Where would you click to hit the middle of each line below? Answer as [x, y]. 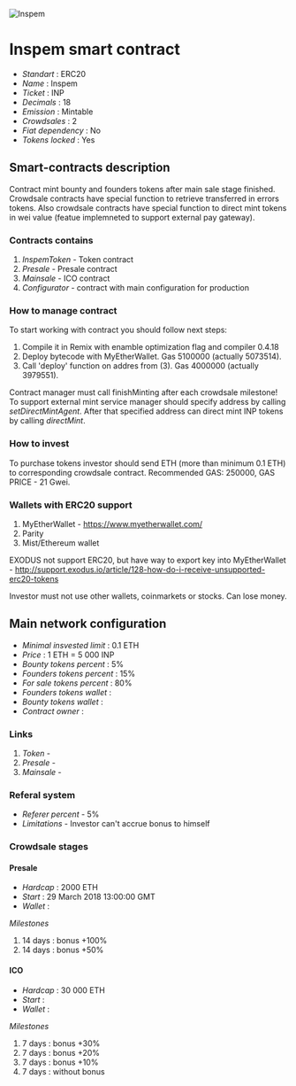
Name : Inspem [49, 83]
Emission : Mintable [57, 112]
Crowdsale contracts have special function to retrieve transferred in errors [144, 198]
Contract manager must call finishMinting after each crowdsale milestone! [144, 392]
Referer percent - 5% [61, 814]
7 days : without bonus [63, 1071]
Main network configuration [88, 624]
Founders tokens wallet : [67, 692]
